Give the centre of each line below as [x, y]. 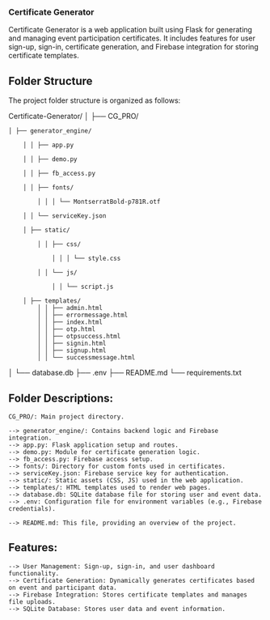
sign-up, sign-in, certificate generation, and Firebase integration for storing [133, 47]
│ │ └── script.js [82, 287]
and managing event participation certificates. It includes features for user [132, 38]
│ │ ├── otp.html [66, 329]
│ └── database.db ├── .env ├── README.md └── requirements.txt [125, 373]
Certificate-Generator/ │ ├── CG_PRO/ [74, 117]
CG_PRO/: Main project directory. [67, 416]
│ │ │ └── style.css [86, 259]
